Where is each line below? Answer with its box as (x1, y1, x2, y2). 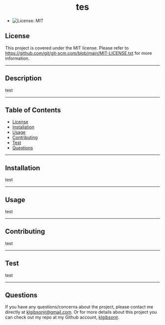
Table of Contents (5, 106, 61, 114)
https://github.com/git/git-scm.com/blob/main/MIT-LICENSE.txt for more (5, 50, 152, 56)
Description (5, 74, 42, 82)
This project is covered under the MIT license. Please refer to (5, 45, 129, 50)
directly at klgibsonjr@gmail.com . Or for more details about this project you (5, 309, 157, 315)
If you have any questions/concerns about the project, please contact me (5, 304, 154, 310)
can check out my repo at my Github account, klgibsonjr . (5, 314, 120, 320)
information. (5, 55, 30, 61)
